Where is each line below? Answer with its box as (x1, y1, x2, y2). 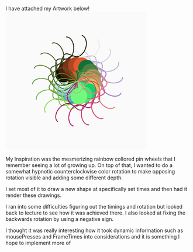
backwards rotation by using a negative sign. (5, 216, 113, 222)
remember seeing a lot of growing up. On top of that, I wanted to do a (5, 162, 173, 169)
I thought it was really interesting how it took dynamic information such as (5, 227, 184, 234)
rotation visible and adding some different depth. (5, 174, 123, 181)
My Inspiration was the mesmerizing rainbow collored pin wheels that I (5, 155, 176, 162)
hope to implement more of (5, 240, 71, 246)
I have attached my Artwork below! (5, 5, 90, 12)
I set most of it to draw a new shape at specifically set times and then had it (5, 186, 188, 192)
